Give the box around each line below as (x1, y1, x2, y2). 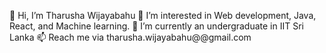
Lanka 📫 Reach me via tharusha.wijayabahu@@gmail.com (9, 31, 252, 43)
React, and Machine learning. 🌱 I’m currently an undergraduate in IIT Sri (9, 20, 304, 32)
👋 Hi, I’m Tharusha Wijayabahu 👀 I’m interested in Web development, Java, (9, 10, 317, 21)
